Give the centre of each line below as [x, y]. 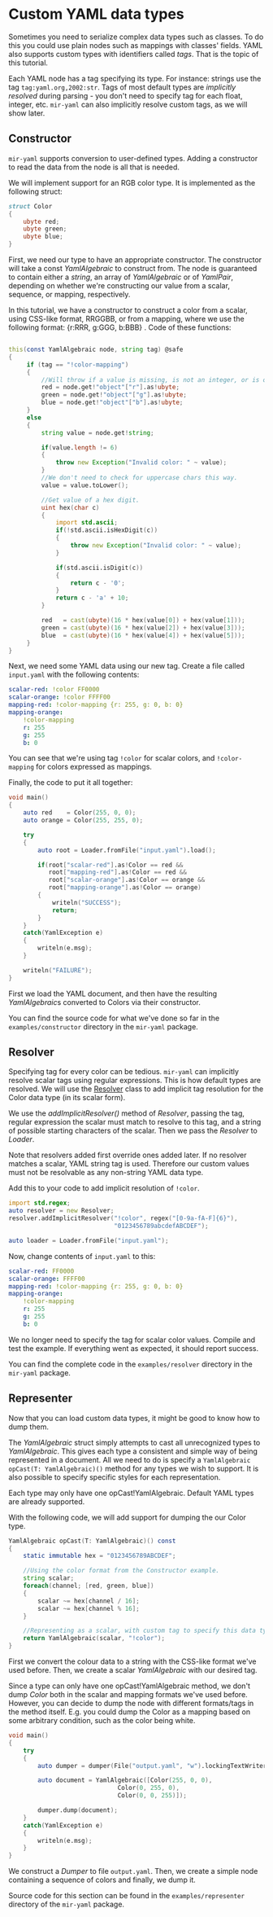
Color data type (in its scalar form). [67, 1098]
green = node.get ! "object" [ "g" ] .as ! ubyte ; [114, 395]
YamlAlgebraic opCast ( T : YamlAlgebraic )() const [92, 1541]
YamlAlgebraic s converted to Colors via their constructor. [105, 1002]
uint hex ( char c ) [70, 507]
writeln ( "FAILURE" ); [58, 970]
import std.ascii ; [87, 523]
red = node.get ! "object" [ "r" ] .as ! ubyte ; [110, 388]
